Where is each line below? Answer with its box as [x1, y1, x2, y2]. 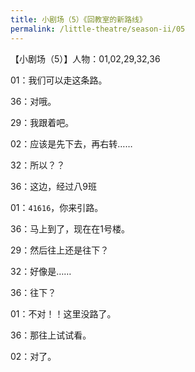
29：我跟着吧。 [10, 116, 75, 128]
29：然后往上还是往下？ [10, 244, 110, 256]
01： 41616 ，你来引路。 [10, 201, 104, 213]
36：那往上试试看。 [10, 329, 92, 341]
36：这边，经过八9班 [10, 180, 98, 192]
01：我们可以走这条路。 [10, 74, 108, 86]
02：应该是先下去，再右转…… [10, 137, 133, 150]
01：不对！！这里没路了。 [10, 307, 117, 320]
